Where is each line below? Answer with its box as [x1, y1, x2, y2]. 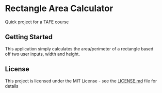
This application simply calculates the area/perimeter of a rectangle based [5, 46, 154, 51]
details [5, 83, 18, 89]
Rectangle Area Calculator [5, 3, 113, 14]
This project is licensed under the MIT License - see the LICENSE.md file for [5, 78, 157, 84]
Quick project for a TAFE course [5, 19, 69, 25]
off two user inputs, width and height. [5, 51, 80, 57]
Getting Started [5, 33, 53, 41]
